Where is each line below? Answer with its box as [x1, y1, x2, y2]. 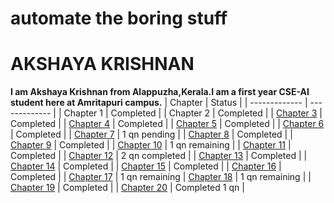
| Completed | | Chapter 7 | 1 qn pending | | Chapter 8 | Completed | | [10, 128, 293, 141]
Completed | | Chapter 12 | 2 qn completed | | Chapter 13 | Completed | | [10, 150, 308, 162]
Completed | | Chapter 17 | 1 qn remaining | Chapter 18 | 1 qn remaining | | [10, 171, 312, 183]
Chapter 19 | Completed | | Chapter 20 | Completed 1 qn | [10, 182, 245, 194]
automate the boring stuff [10, 7, 228, 30]
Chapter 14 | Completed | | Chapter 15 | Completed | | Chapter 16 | [10, 160, 282, 172]
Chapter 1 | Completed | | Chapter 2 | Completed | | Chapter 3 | [63, 107, 323, 119]
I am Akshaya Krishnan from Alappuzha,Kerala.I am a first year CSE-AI [10, 86, 310, 98]
